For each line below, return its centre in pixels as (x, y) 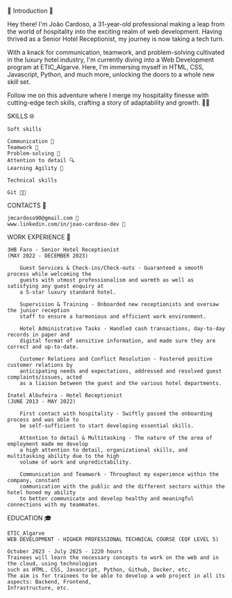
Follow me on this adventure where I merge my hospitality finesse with (108, 95)
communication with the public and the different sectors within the (123, 486)
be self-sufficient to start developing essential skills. (107, 426)
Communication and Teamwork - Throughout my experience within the (119, 475)
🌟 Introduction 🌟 (30, 11)
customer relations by (40, 365)
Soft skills (24, 129)
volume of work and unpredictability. (76, 462)
